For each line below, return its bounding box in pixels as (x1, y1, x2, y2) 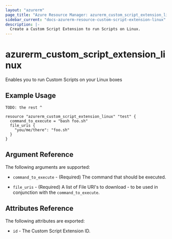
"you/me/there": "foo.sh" (14, 127, 70, 132)
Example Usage (5, 91, 56, 100)
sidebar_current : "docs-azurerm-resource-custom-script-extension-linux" (5, 17, 166, 22)
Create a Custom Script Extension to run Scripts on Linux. (10, 27, 141, 32)
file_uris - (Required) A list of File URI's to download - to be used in (12, 184, 158, 190)
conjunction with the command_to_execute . (12, 189, 100, 195)
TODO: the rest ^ (5, 105, 42, 110)
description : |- (5, 22, 40, 27)
